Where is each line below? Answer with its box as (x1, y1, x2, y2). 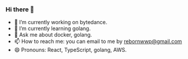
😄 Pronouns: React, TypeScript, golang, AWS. (14, 47, 127, 54)
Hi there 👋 (5, 5, 35, 14)
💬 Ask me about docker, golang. (14, 31, 92, 38)
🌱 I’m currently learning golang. (14, 25, 91, 32)
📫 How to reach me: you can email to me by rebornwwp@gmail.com (14, 38, 183, 45)
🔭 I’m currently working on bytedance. (14, 19, 108, 26)
